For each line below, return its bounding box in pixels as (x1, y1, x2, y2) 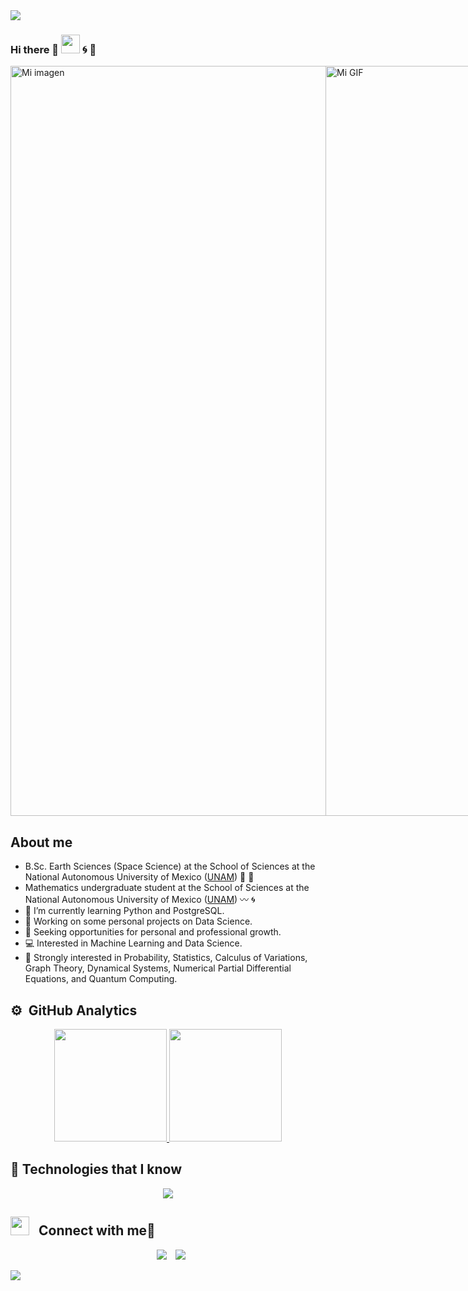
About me (10, 834, 73, 851)
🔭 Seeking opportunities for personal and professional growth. (24, 926, 282, 938)
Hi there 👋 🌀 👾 (10, 42, 97, 56)
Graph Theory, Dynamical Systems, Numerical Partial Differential (24, 962, 292, 974)
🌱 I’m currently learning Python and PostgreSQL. (24, 905, 225, 917)
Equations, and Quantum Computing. (24, 973, 178, 985)
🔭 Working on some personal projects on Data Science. (24, 915, 253, 928)
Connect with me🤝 (38, 1222, 156, 1239)
